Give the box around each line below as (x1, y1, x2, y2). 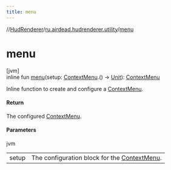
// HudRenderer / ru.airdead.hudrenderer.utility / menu (6, 25, 134, 33)
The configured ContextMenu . (6, 112, 82, 120)
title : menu (6, 8, 36, 15)
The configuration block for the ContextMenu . (31, 153, 162, 161)
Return (6, 99, 24, 106)
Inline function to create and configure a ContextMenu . (6, 85, 144, 92)
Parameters (6, 126, 36, 134)
